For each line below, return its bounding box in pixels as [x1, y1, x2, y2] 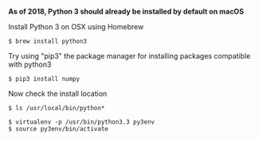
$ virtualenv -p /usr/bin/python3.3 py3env [8, 118, 155, 126]
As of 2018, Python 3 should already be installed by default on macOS [8, 7, 245, 16]
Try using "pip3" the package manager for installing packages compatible [8, 51, 251, 60]
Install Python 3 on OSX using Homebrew [8, 22, 144, 31]
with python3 [8, 59, 52, 69]
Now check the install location [8, 89, 108, 98]
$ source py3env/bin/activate [8, 125, 109, 133]
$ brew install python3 [8, 37, 88, 45]
